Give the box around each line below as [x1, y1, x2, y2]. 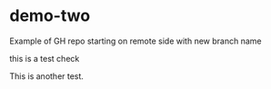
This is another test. [9, 70, 85, 82]
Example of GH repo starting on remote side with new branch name [9, 35, 262, 46]
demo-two [9, 5, 91, 26]
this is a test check [9, 53, 80, 64]
